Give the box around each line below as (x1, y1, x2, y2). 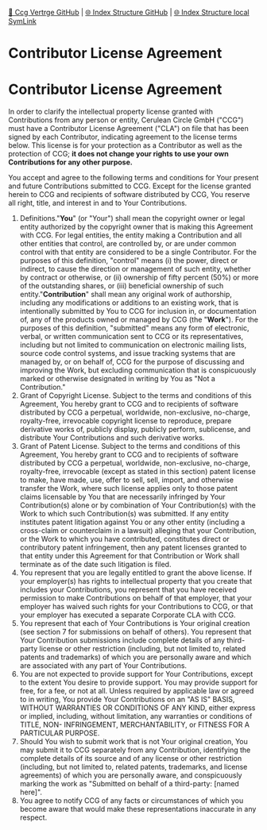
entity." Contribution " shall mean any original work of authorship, (19, 290, 233, 299)
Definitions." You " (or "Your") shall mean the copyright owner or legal (19, 214, 246, 223)
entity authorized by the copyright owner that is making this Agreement (19, 222, 253, 232)
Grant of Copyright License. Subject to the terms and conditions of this (19, 391, 252, 400)
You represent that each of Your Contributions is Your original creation (19, 619, 250, 628)
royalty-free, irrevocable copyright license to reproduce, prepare (19, 416, 232, 426)
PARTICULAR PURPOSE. (19, 728, 100, 738)
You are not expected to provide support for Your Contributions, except (19, 670, 253, 679)
